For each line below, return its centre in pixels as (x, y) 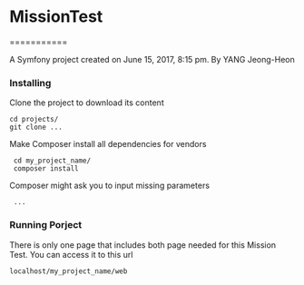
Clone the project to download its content (87, 103)
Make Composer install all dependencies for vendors (108, 144)
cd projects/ (34, 120)
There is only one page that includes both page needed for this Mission (143, 245)
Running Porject (46, 225)
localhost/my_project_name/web (69, 271)
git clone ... (36, 128)
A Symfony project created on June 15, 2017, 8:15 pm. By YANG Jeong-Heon (152, 59)
